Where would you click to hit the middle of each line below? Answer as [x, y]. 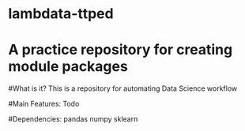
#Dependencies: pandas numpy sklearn [73, 119]
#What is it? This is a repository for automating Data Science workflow [123, 88]
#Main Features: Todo [44, 104]
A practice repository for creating [121, 50]
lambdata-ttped [61, 14]
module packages [68, 67]
